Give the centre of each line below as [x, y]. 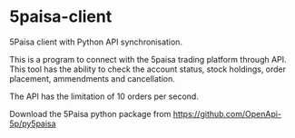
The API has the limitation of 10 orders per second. [104, 96]
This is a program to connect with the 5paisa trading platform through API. [148, 59]
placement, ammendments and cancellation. [92, 78]
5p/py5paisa [33, 123]
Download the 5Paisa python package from [90, 113]
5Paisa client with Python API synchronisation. [96, 42]
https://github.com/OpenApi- [227, 113]
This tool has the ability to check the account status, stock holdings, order [148, 69]
